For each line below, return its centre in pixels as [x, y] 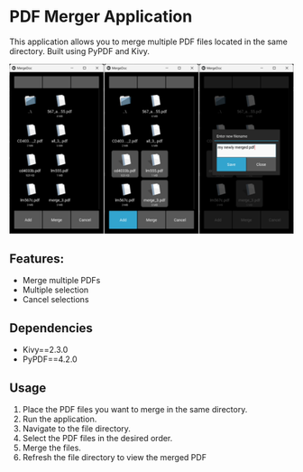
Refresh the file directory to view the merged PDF [115, 458]
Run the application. [60, 419]
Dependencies [51, 328]
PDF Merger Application [101, 17]
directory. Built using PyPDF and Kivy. [80, 51]
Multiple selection [55, 290]
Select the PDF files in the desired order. [97, 439]
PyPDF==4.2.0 [50, 359]
